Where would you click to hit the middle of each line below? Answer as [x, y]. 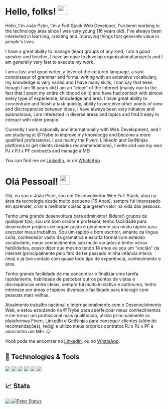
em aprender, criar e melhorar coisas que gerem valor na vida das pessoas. [83, 206]
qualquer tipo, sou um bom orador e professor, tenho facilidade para [76, 221]
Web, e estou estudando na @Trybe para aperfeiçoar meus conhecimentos [83, 310]
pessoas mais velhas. [27, 295]
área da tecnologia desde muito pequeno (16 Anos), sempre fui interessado [83, 201]
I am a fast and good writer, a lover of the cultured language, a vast [74, 72]
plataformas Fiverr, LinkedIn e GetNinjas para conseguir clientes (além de [81, 321]
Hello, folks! [31, 12]
